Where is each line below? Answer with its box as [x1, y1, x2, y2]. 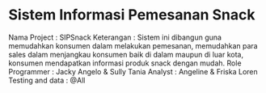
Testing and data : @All [8, 75, 86, 85]
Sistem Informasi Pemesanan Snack [8, 6, 256, 24]
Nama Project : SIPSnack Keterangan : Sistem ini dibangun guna [8, 32, 222, 42]
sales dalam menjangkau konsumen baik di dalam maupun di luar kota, [8, 49, 244, 59]
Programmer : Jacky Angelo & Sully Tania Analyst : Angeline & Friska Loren [8, 66, 258, 76]
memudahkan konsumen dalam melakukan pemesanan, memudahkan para [8, 40, 258, 50]
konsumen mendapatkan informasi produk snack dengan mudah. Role [8, 58, 242, 68]
